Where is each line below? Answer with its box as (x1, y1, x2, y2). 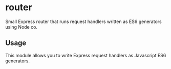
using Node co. (5, 24, 37, 30)
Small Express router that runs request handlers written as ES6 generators (5, 18, 162, 25)
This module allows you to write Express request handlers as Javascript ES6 (5, 52, 166, 58)
